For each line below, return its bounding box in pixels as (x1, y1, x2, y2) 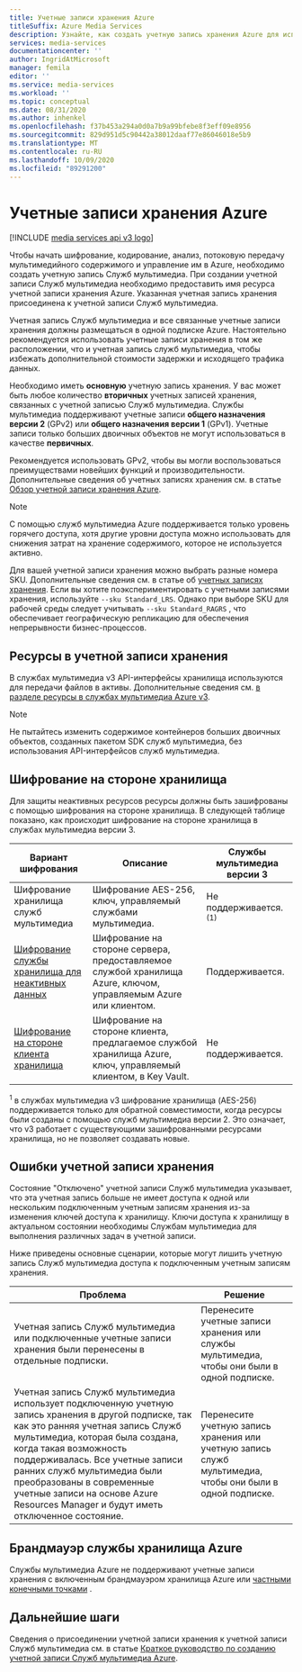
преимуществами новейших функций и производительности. (9, 465, 245, 475)
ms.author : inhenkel (9, 113, 87, 122)
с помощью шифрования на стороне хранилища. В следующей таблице (9, 805, 286, 816)
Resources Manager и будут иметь (13, 1498, 164, 1511)
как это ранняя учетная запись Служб (13, 1420, 182, 1432)
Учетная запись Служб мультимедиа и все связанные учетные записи (9, 315, 281, 326)
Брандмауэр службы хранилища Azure (9, 1541, 243, 1556)
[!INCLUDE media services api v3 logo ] (9, 232, 155, 243)
